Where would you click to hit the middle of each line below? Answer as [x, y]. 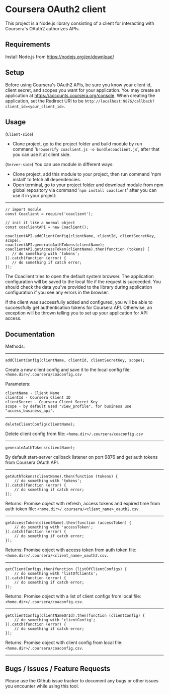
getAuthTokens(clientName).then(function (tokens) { [62, 476]
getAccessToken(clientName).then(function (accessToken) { [68, 523]
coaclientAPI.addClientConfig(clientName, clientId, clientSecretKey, [81, 236]
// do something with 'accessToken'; [54, 527]
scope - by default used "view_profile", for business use [68, 407]
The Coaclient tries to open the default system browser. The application [80, 277]
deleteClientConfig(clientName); [40, 424]
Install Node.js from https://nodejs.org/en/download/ [60, 57]
